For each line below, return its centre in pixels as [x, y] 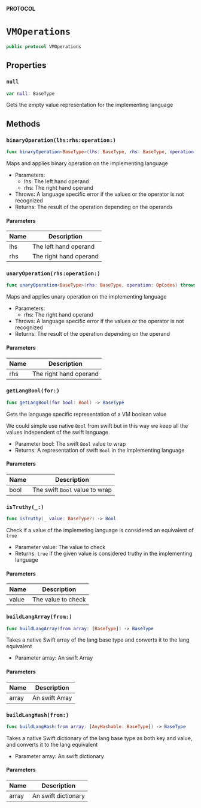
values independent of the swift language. [58, 432]
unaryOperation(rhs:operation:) [53, 274]
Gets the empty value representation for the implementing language [90, 105]
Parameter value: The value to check [60, 547]
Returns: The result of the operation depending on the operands [94, 207]
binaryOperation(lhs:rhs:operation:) [61, 140]
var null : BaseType [31, 93]
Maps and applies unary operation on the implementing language [86, 297]
